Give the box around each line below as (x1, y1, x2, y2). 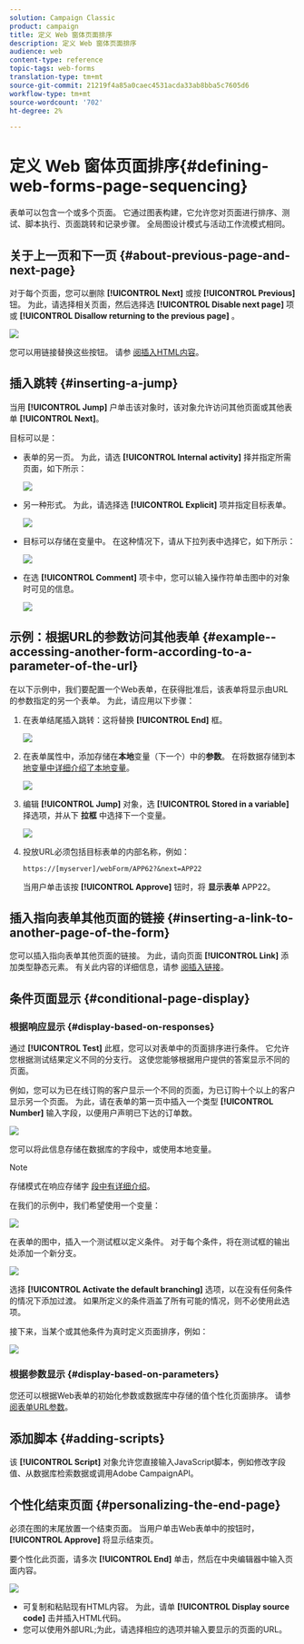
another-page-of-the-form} (9, 926, 171, 941)
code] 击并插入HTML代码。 (22, 1613, 127, 1624)
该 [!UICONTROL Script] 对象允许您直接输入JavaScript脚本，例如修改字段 (9, 1457, 286, 1468)
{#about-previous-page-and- (119, 247, 290, 263)
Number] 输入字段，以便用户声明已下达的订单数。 (9, 1107, 198, 1118)
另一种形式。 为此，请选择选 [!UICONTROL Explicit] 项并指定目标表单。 (22, 499, 291, 510)
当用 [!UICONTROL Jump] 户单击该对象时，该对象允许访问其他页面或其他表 (9, 401, 293, 412)
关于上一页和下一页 (9, 247, 117, 263)
